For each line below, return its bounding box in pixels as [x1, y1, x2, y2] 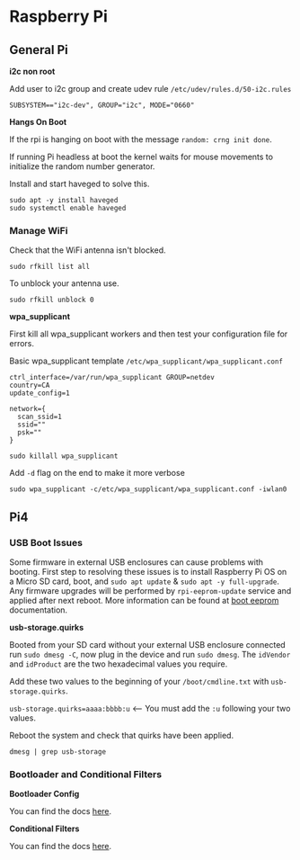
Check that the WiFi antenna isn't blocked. [9, 245, 166, 255]
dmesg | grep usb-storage [9, 747, 106, 757]
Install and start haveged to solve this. [9, 178, 150, 189]
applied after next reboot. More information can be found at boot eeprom [9, 595, 279, 605]
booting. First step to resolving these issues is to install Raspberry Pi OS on [9, 566, 287, 577]
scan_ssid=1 [17, 412, 63, 422]
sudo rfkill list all [9, 263, 91, 272]
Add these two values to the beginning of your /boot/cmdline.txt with [9, 676, 269, 686]
